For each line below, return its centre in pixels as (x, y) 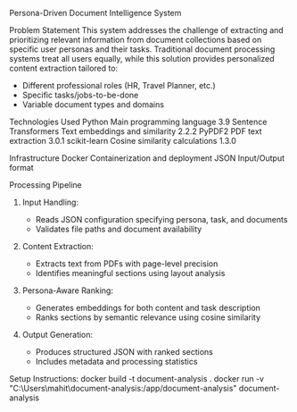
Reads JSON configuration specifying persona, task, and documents (161, 219)
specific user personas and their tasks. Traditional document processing (142, 49)
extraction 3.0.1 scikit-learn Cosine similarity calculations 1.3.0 (123, 141)
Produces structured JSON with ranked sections (124, 352)
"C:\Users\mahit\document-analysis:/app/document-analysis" (123, 388)
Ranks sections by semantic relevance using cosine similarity (148, 317)
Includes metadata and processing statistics (116, 362)
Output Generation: (58, 335)
